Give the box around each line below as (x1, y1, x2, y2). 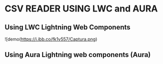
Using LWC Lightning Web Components (4, 23, 130, 31)
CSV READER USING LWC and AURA (4, 3, 158, 14)
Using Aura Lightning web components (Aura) (4, 50, 151, 59)
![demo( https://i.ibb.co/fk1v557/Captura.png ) (4, 36, 97, 42)
